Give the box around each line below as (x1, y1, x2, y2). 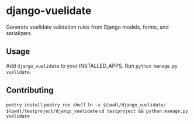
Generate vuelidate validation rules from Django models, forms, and (6, 23, 169, 30)
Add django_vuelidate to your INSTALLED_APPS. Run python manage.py (6, 62, 178, 69)
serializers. (6, 29, 33, 36)
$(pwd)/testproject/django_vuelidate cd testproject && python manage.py (6, 108, 188, 114)
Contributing (6, 85, 54, 95)
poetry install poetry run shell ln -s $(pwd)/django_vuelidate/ (6, 102, 167, 108)
